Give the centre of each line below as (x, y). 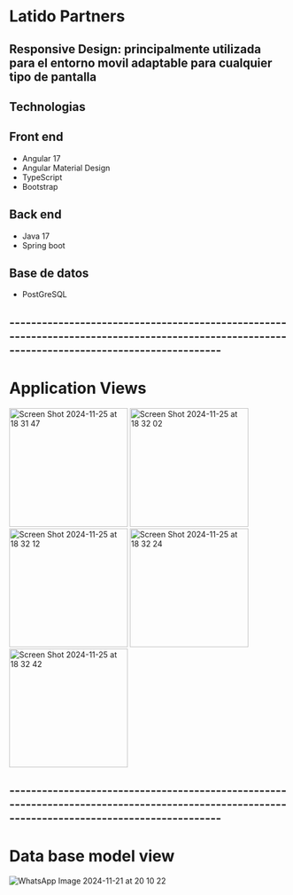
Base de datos (49, 273)
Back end (35, 215)
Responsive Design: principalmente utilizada (135, 49)
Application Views (78, 388)
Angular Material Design (66, 168)
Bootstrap (40, 186)
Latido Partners (67, 16)
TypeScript (42, 177)
